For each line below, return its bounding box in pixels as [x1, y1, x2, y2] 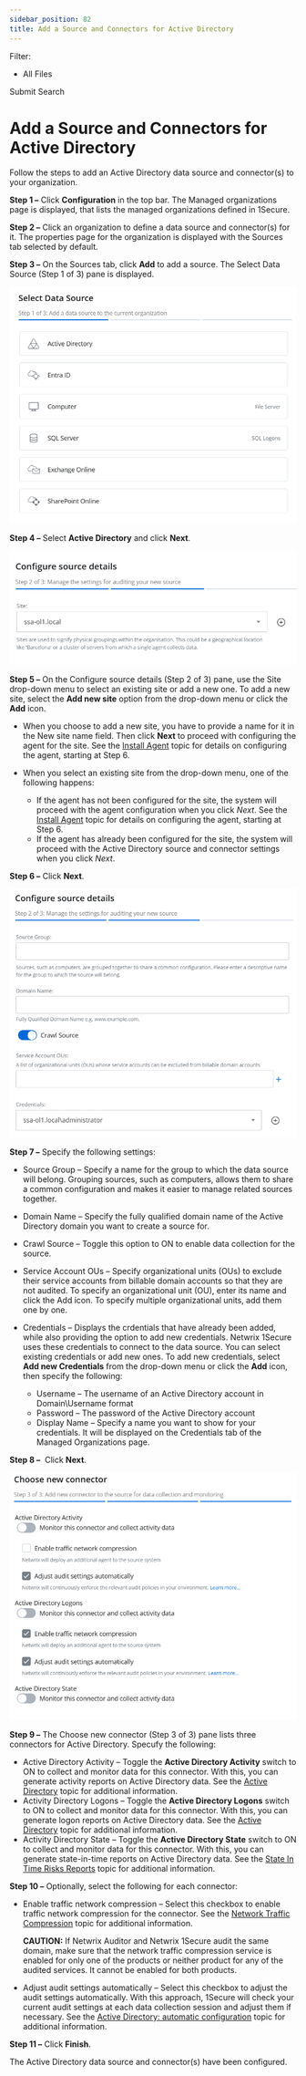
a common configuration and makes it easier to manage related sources [22, 1183, 293, 1194]
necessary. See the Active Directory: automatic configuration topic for [22, 2011, 286, 2022]
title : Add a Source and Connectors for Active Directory [9, 24, 234, 34]
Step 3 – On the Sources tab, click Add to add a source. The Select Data [9, 259, 280, 270]
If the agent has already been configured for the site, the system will [36, 834, 293, 845]
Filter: [9, 50, 32, 61]
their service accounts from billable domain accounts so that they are [22, 1275, 283, 1286]
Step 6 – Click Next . [9, 871, 85, 882]
